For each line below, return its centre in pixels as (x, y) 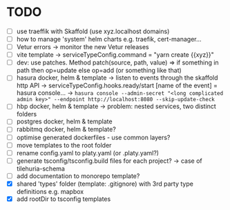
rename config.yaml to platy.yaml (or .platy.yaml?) (88, 152)
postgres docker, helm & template (64, 121)
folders (27, 114)
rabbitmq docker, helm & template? (66, 130)
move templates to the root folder (64, 145)
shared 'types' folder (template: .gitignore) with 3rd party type (105, 184)
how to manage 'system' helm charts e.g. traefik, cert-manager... (109, 39)
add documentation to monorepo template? (78, 176)
